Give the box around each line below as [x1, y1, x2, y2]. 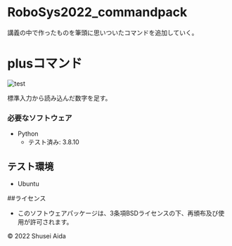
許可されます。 [30, 217, 73, 226]
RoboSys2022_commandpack [7, 4, 188, 20]
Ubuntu [17, 179, 40, 188]
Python [17, 129, 39, 138]
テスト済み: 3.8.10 [27, 138, 79, 146]
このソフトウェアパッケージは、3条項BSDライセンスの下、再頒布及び [17, 209, 219, 217]
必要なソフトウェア [7, 113, 72, 123]
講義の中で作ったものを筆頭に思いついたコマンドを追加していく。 [7, 28, 198, 37]
